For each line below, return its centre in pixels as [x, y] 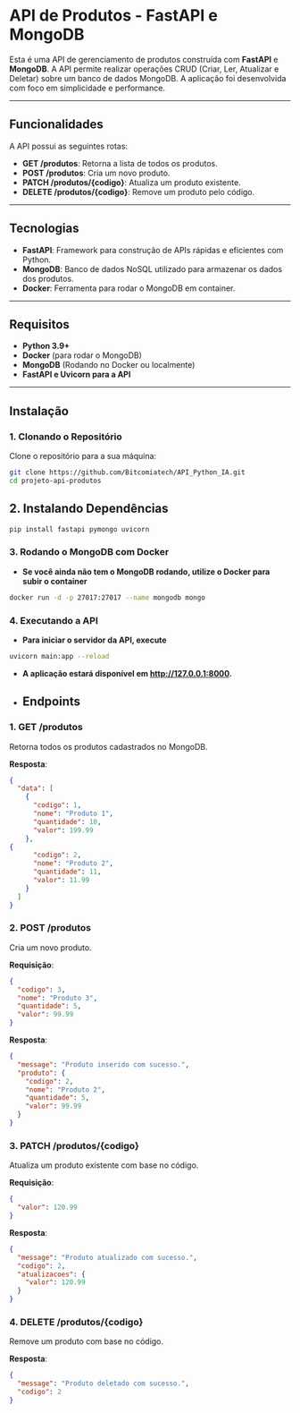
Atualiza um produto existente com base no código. [104, 1165]
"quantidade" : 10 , [67, 821]
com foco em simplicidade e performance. [87, 88]
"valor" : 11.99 [61, 881]
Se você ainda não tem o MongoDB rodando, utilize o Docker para [146, 571]
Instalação [39, 411]
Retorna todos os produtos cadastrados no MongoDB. [108, 746]
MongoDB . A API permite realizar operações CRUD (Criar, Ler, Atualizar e [144, 69]
